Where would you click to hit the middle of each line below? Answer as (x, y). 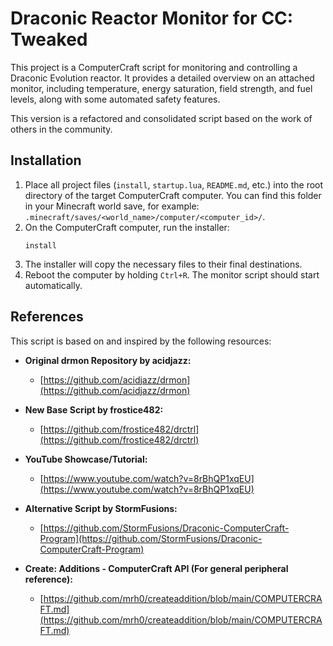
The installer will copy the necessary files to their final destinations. (163, 264)
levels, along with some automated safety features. (115, 99)
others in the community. (61, 129)
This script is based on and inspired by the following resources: (141, 341)
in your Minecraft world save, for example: (112, 206)
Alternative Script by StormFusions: (101, 508)
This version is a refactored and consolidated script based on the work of (161, 118)
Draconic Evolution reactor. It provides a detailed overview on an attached (162, 78)
